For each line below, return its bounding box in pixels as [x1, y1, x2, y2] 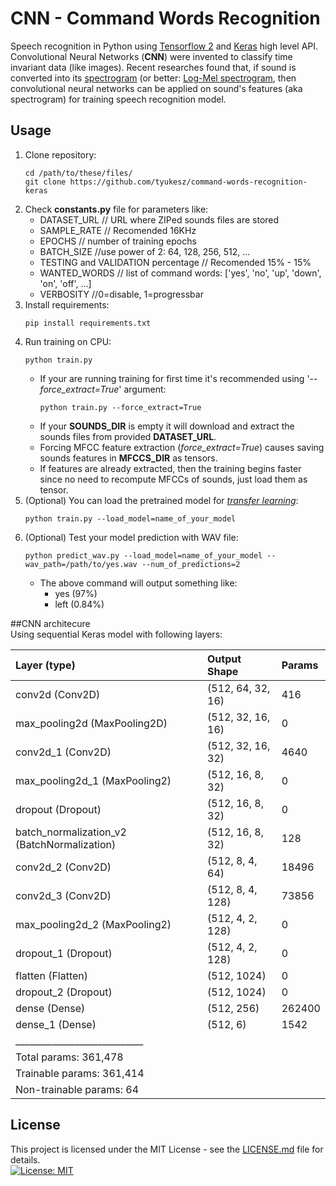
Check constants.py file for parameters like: [24, 203, 209, 215]
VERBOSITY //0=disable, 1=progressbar [39, 288, 204, 300]
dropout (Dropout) [15, 802, 102, 816]
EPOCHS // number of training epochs [39, 235, 197, 247]
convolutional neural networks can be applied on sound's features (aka [10, 82, 303, 94]
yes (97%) [54, 587, 98, 599]
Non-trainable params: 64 [15, 1082, 140, 1096]
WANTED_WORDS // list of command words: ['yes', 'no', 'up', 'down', [39, 267, 322, 279]
